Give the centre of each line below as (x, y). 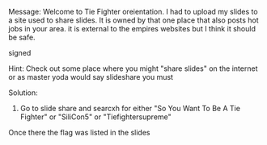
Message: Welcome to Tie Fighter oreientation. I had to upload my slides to (133, 12)
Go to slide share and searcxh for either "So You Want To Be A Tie (130, 108)
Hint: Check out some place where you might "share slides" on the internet (133, 68)
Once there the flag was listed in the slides (79, 133)
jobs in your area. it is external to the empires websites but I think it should (132, 29)
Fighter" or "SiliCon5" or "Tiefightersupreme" (95, 117)
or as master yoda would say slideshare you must (91, 77)
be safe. (22, 37)
